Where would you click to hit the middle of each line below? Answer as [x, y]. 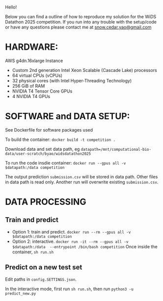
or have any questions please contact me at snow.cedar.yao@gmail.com [78, 27]
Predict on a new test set [44, 267]
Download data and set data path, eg [42, 149]
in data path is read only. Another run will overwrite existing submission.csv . [82, 182]
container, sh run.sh [33, 252]
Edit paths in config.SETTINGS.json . [41, 279]
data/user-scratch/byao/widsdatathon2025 [48, 154]
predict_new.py [21, 293]
